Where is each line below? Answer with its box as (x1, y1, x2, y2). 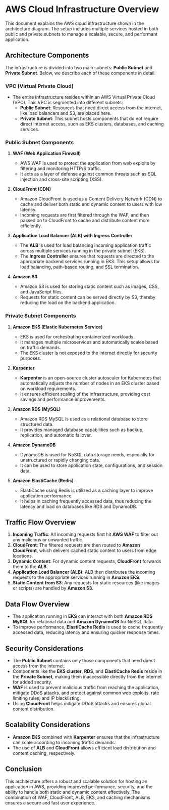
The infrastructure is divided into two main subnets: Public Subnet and (5, 64, 153, 70)
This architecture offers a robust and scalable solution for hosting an (5, 778, 148, 784)
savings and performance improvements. (20, 396, 106, 402)
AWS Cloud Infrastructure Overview (5, 4, 159, 15)
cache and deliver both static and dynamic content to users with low (20, 201, 162, 207)
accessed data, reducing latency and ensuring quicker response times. (12, 629, 160, 635)
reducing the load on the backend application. (20, 300, 116, 306)
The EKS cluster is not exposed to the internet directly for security (20, 350, 158, 356)
